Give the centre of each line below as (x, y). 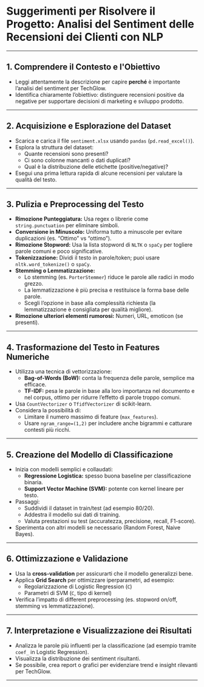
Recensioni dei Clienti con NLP (85, 37)
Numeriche (28, 357)
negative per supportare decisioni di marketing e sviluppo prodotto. (99, 101)
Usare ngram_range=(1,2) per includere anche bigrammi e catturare (108, 423)
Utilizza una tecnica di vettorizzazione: (63, 372)
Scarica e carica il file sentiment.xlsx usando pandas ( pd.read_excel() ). (104, 141)
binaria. (34, 482)
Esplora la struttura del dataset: (54, 147)
